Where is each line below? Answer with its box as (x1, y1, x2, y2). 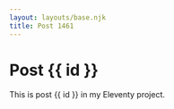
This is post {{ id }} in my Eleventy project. (9, 89, 166, 100)
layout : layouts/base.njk (9, 13, 106, 22)
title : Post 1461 (9, 21, 74, 30)
